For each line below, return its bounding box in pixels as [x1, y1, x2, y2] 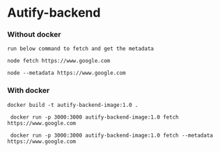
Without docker [7, 30, 61, 40]
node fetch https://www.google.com [7, 58, 111, 65]
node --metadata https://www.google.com [7, 69, 127, 77]
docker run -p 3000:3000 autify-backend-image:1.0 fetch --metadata [10, 132, 214, 139]
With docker [7, 85, 50, 95]
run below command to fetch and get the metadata [7, 45, 155, 53]
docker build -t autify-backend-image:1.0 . [7, 101, 139, 108]
